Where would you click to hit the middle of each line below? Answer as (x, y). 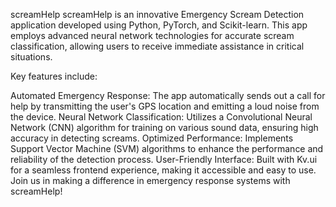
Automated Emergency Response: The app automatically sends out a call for (168, 95)
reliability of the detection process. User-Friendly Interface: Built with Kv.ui (164, 159)
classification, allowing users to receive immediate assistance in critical (157, 46)
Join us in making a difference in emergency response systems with (150, 180)
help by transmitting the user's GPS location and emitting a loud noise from (165, 106)
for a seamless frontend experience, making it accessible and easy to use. (163, 170)
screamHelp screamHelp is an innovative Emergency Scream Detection (157, 14)
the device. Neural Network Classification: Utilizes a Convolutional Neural (161, 117)
